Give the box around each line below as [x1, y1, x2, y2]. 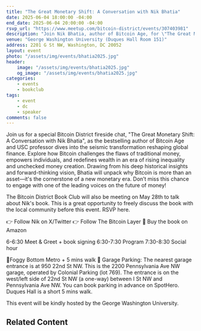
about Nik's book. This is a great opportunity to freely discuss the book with [6, 200, 193, 207]
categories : [6, 75, 36, 81]
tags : [6, 92, 20, 98]
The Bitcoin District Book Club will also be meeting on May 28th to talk [6, 193, 179, 201]
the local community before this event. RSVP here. [6, 206, 130, 213]
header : [6, 59, 26, 65]
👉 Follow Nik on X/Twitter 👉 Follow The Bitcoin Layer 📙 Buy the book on [6, 218, 188, 225]
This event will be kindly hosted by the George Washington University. [6, 300, 179, 307]
